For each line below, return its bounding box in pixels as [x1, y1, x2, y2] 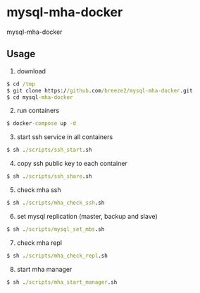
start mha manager [16, 265, 73, 273]
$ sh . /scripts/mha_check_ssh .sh [6, 199, 105, 206]
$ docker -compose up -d [6, 120, 77, 127]
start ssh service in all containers [16, 133, 113, 141]
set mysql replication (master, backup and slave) [16, 212, 158, 220]
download [16, 66, 46, 75]
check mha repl [16, 238, 63, 247]
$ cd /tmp [6, 80, 36, 88]
